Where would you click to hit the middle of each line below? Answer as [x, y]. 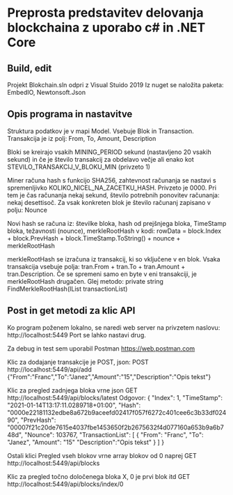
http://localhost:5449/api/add [49, 369]
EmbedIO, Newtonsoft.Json [46, 92]
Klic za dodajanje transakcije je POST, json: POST [78, 362]
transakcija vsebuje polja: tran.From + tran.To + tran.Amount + [96, 266]
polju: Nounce [27, 210]
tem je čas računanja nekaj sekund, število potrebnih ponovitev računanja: [114, 195]
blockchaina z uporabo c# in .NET [106, 28]
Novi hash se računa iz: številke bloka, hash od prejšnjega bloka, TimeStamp [117, 223]
